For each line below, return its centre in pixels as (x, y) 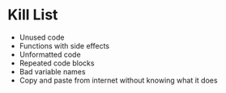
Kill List (33, 15)
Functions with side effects (64, 45)
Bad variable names (52, 71)
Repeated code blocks (57, 63)
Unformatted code (50, 54)
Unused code (42, 37)
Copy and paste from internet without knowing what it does (118, 80)
